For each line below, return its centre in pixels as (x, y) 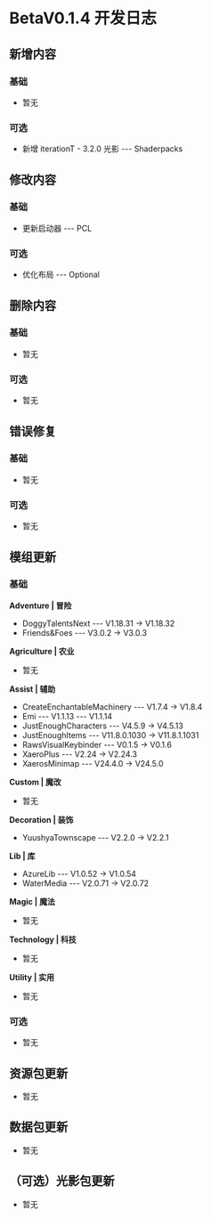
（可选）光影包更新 (62, 1181)
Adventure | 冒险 (41, 605)
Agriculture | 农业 (42, 651)
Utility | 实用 (32, 977)
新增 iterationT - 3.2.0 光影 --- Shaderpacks (102, 149)
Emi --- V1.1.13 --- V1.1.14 (67, 716)
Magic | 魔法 (32, 901)
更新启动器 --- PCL (57, 228)
